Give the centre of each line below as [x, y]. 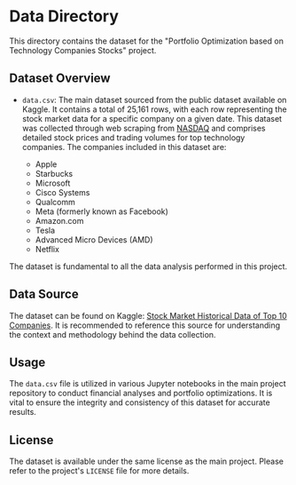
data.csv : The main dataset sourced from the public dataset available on [154, 99]
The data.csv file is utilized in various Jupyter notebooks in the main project [148, 384]
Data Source [44, 294]
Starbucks [54, 173]
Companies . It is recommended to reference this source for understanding [145, 325]
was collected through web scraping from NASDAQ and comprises [144, 128]
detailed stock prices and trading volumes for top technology [133, 137]
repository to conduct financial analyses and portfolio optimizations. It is [141, 394]
